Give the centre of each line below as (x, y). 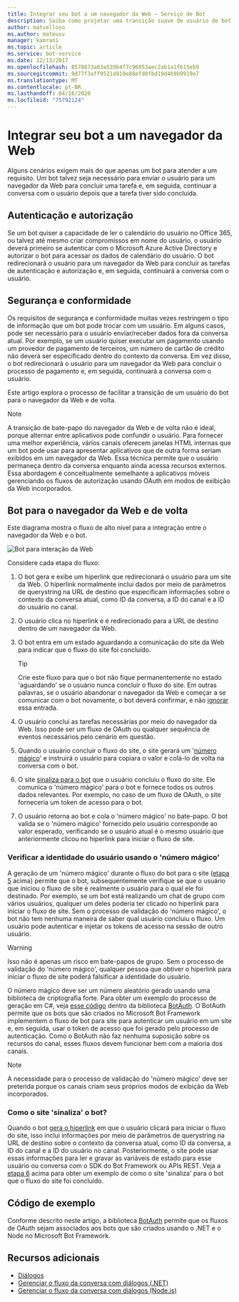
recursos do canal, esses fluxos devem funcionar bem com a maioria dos (115, 1043)
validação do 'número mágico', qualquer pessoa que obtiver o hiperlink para (119, 969)
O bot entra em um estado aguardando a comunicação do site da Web (121, 642)
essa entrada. (38, 708)
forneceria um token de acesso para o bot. (81, 803)
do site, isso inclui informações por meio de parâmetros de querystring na (116, 1135)
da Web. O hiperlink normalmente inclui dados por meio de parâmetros (122, 584)
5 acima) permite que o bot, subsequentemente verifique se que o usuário (117, 880)
